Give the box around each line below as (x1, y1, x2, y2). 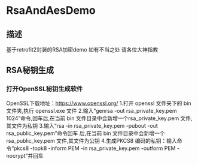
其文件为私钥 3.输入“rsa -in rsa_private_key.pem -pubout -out (6, 122, 159, 129)
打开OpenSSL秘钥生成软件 (6, 85, 83, 93)
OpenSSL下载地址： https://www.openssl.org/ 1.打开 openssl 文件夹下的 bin (6, 100, 191, 107)
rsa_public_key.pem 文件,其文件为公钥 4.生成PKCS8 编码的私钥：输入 (6, 137, 178, 144)
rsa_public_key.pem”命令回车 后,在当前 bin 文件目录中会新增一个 (6, 130, 165, 137)
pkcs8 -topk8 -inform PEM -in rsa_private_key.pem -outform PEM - (14, 145, 180, 152)
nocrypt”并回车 (6, 152, 44, 159)
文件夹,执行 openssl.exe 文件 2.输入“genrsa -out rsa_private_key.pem (6, 107, 178, 114)
